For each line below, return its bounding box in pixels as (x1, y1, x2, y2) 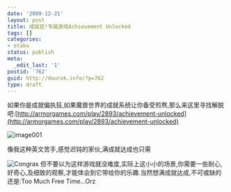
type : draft (7, 81, 42, 88)
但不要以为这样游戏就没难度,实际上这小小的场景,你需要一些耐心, (40, 160, 223, 168)
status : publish (7, 49, 54, 56)
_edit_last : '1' (13, 62, 61, 69)
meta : (7, 55, 23, 62)
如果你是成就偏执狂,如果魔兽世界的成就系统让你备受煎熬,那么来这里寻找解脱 (7, 101, 225, 110)
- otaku (7, 42, 30, 49)
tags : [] (7, 29, 33, 37)
